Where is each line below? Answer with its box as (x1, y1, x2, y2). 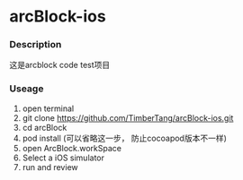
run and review (22, 161, 78, 172)
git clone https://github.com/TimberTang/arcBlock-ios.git (22, 112, 234, 123)
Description (9, 39, 62, 51)
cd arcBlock (22, 122, 67, 133)
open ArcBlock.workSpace (22, 142, 121, 153)
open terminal (22, 103, 75, 114)
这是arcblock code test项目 (9, 60, 111, 71)
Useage (9, 82, 44, 95)
